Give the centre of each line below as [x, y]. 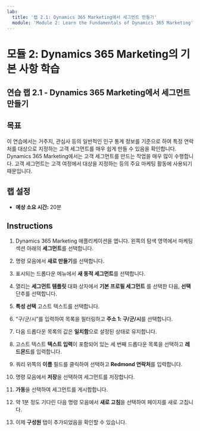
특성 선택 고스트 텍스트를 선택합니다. [57, 306]
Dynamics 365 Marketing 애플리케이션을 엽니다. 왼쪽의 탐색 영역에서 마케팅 [104, 241]
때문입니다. [20, 171]
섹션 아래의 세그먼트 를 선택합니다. [54, 248]
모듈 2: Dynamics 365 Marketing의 [92, 54]
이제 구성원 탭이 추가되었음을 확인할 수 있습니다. [71, 422]
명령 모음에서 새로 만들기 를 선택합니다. [60, 261]
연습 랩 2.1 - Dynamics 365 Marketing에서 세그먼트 [99, 92]
